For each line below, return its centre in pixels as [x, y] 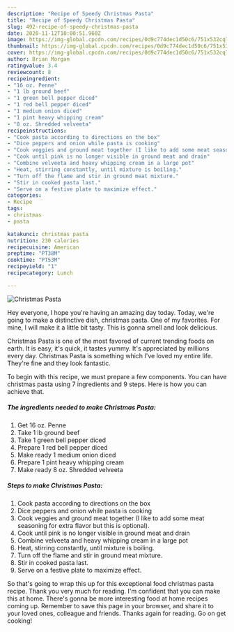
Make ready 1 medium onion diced [67, 455]
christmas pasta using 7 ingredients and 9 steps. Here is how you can [107, 384]
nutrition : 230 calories [43, 241]
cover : [17, 53]
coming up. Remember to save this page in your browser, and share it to [110, 605]
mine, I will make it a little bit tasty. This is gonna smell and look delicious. [112, 327]
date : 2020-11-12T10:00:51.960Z [54, 33]
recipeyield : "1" [32, 267]
